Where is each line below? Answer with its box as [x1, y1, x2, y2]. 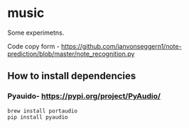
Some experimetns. [7, 28, 65, 37]
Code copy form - [7, 42, 60, 50]
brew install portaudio [7, 107, 78, 115]
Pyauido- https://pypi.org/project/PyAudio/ [7, 91, 161, 101]
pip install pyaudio [7, 113, 69, 121]
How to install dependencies [7, 70, 136, 82]
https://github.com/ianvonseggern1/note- [61, 42, 183, 50]
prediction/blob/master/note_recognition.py [7, 50, 135, 58]
